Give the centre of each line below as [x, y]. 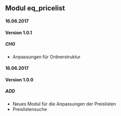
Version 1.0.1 [19, 33]
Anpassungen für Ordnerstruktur [46, 57]
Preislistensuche [29, 109]
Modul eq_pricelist [35, 8]
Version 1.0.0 [19, 79]
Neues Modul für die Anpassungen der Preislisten [64, 104]
